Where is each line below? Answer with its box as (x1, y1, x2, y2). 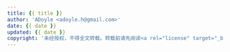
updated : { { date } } (7, 28, 66, 36)
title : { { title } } (7, 9, 63, 17)
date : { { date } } (7, 22, 57, 29)
